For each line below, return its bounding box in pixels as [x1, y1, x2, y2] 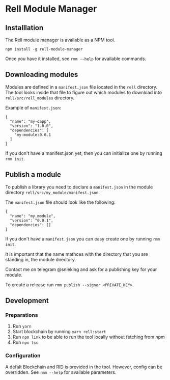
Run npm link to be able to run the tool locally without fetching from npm [12, 334, 165, 340]
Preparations [5, 311, 38, 318]
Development [5, 296, 49, 305]
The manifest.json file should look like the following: [5, 199, 116, 205]
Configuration [5, 352, 41, 359]
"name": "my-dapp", [10, 119, 51, 124]
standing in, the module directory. [5, 256, 76, 262]
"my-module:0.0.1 [14, 132, 51, 138]
